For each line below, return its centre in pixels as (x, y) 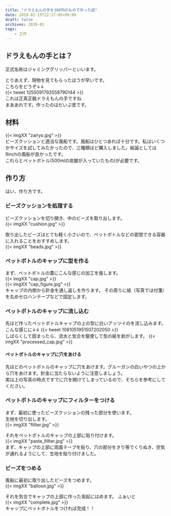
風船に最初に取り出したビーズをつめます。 (50, 480)
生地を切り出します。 (28, 419)
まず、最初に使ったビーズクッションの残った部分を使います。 (70, 412)
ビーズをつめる (23, 468)
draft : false (19, 19)
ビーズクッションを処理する (39, 206)
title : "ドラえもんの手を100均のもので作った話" (52, 10)
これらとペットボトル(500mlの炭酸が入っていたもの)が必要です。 (74, 160)
